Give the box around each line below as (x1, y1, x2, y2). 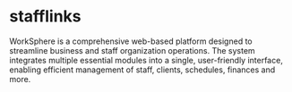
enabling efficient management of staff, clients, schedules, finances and (9, 64, 276, 75)
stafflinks (9, 6, 82, 27)
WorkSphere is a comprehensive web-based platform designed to (9, 36, 253, 46)
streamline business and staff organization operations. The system (9, 45, 255, 55)
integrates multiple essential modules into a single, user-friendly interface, (9, 54, 284, 65)
